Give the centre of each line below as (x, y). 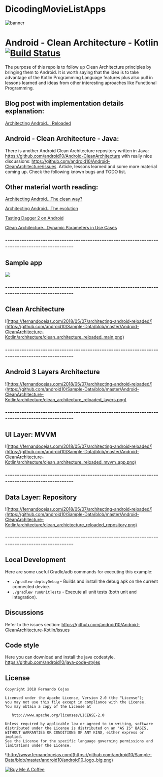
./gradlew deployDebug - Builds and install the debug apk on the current (85, 581)
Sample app (24, 263)
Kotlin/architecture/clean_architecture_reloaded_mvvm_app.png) (71, 462)
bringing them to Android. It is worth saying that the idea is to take (72, 72)
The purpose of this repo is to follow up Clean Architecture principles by (78, 67)
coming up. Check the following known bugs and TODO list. (66, 172)
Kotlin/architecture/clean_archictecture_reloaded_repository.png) (71, 524)
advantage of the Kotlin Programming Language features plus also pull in (79, 77)
